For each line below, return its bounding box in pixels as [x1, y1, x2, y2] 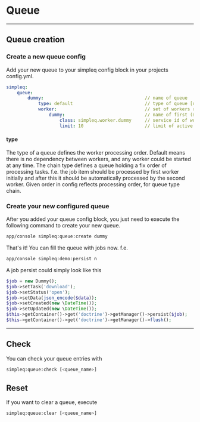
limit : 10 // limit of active [59, 123, 193, 129]
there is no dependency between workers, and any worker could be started [6, 155, 192, 162]
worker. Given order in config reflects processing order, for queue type [6, 180, 180, 188]
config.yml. [6, 72, 34, 79]
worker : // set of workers [37, 106, 190, 112]
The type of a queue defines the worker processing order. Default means [6, 149, 186, 156]
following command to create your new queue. [6, 222, 121, 229]
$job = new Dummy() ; [6, 278, 58, 284]
